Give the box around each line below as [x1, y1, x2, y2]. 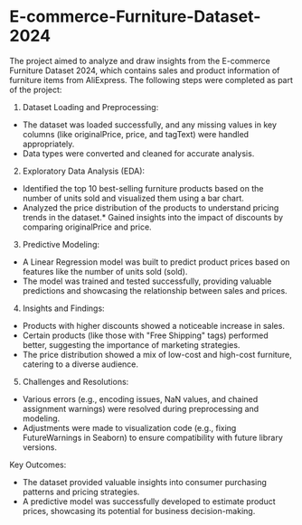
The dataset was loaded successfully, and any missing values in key [22, 119, 278, 130]
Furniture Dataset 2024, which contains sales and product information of [9, 65, 280, 76]
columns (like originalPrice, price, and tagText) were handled [22, 128, 250, 139]
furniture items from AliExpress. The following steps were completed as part [9, 74, 294, 85]
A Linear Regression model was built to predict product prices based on [22, 256, 291, 267]
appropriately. [22, 138, 75, 149]
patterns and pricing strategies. [22, 486, 140, 497]
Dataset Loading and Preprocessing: [22, 101, 159, 112]
